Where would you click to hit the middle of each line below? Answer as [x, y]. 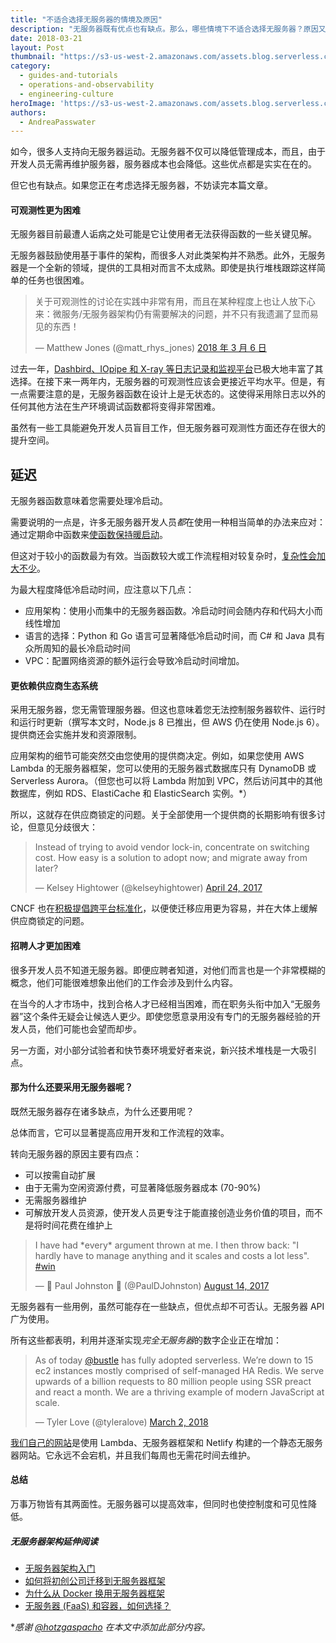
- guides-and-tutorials [68, 76]
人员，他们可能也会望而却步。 [80, 1028]
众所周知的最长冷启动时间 [77, 648]
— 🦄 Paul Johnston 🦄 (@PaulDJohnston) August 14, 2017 [152, 1285]
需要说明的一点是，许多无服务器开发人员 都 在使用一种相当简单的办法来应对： [168, 522]
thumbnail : [33, 57]
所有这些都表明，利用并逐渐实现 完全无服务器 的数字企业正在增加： [146, 1340]
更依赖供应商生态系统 [54, 685]
